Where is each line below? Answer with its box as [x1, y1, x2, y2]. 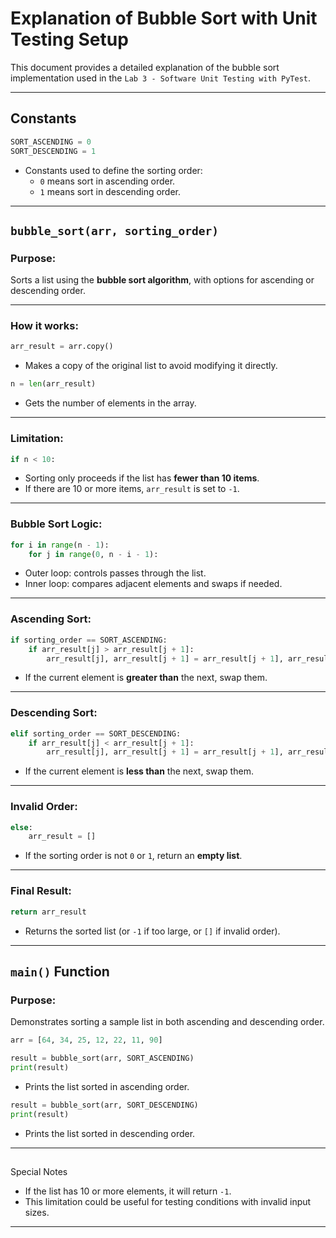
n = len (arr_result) [10, 379, 97, 389]
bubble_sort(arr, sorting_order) [10, 223, 220, 238]
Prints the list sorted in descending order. [24, 1127, 196, 1139]
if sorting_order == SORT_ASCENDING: [10, 635, 168, 645]
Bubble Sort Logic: [10, 517, 103, 531]
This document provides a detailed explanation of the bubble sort [10, 61, 280, 73]
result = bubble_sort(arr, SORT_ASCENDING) [10, 1053, 195, 1064]
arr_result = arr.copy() [10, 342, 114, 352]
